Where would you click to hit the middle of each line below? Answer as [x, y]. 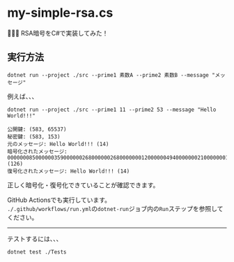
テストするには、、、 [35, 238]
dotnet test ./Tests [37, 252]
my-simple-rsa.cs [60, 13]
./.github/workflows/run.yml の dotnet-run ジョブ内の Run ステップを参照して [115, 208]
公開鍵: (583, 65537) [37, 129]
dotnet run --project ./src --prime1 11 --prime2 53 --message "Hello [112, 110]
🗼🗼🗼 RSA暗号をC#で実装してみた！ [58, 33]
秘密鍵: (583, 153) [34, 137]
